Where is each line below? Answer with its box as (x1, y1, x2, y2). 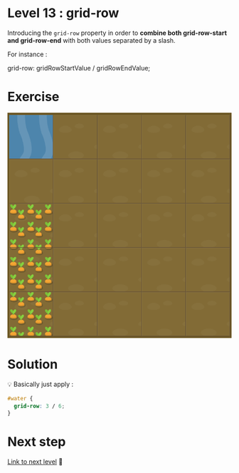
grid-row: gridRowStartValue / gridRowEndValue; (7, 63, 151, 72)
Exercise (7, 89, 60, 105)
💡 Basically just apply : (7, 380, 74, 388)
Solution (7, 356, 58, 372)
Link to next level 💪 (7, 457, 63, 466)
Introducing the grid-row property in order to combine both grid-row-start (7, 28, 228, 37)
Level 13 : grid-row (7, 5, 119, 21)
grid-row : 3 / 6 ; (14, 402, 65, 410)
